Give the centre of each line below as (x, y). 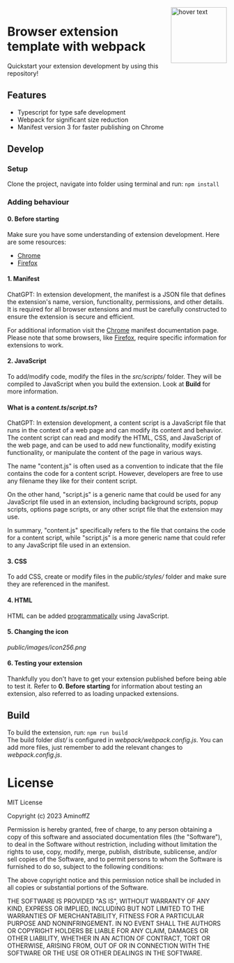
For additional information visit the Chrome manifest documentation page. (113, 330)
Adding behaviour (38, 202)
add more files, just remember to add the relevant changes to (95, 747)
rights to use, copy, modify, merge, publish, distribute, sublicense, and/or (112, 851)
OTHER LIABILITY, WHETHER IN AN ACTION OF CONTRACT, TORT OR (109, 938)
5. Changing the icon (38, 632)
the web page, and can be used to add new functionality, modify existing (112, 445)
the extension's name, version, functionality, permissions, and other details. (116, 302)
